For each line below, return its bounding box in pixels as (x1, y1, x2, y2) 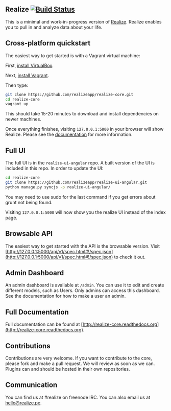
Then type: (5, 82, 29, 88)
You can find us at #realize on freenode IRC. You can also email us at (5, 394, 151, 400)
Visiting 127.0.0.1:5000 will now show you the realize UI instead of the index (5, 209, 166, 215)
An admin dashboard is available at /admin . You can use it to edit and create (5, 282, 164, 288)
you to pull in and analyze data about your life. (5, 24, 103, 30)
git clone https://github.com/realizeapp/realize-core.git (5, 92, 134, 97)
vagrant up (5, 102, 29, 107)
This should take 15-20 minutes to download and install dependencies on (5, 111, 159, 117)
